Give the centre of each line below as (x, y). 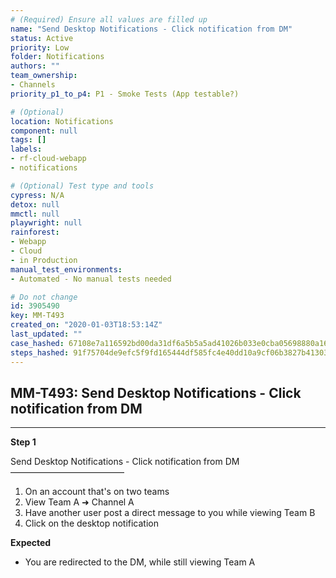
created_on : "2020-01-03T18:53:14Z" (86, 325)
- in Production (44, 260)
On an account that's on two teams (97, 492)
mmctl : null (35, 214)
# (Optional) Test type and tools (82, 186)
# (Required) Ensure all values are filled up (109, 19)
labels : (26, 149)
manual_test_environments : (66, 269)
